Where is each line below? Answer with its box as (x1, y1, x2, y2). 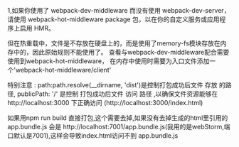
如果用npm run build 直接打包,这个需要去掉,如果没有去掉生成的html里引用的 (7, 114, 228, 122)
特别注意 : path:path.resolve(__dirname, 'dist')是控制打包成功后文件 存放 (7, 81, 218, 89)
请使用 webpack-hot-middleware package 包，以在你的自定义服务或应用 (7, 15, 220, 23)
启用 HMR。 (19, 24, 55, 32)
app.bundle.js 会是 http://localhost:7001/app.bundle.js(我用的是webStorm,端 (7, 123, 230, 131)
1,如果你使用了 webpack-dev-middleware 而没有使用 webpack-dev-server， (7, 6, 230, 14)
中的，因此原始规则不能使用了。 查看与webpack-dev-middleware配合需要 (13, 48, 230, 56)
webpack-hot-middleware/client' (15, 66, 112, 74)
